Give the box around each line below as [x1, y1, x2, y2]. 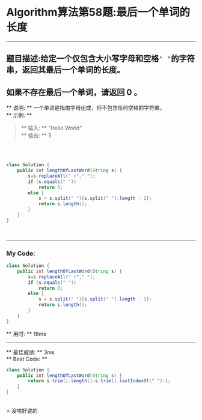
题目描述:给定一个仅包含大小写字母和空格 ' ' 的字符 [6, 53, 195, 64]
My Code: [6, 249, 35, 257]
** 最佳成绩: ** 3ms [6, 349, 55, 356]
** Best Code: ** [6, 355, 47, 362]
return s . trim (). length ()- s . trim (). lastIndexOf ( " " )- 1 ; [28, 378, 171, 384]
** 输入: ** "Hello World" [20, 124, 82, 132]
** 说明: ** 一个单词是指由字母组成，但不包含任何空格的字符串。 [6, 104, 165, 112]
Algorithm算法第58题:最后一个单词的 [6, 5, 191, 19]
